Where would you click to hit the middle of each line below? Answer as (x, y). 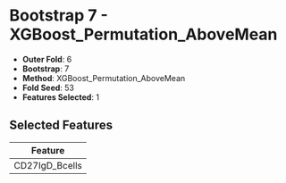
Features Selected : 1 (61, 97)
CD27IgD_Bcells (48, 165)
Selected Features (61, 125)
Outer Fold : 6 (47, 59)
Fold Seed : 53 (48, 87)
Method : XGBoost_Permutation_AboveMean (104, 78)
